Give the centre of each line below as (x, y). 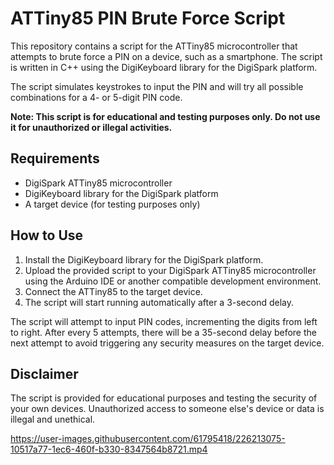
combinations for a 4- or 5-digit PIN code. (96, 97)
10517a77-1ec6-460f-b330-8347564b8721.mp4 (109, 449)
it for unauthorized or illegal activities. (91, 127)
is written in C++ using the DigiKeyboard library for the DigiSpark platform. (164, 67)
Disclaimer (44, 373)
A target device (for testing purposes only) (112, 204)
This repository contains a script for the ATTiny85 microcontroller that (154, 46)
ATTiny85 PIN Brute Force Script (148, 18)
